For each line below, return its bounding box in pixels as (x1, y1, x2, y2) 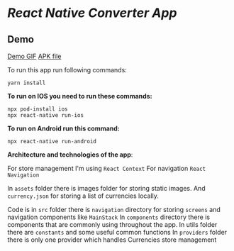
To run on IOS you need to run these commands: (7, 92, 152, 100)
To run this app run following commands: (7, 66, 128, 74)
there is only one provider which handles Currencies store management (7, 235, 217, 244)
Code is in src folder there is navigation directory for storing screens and (7, 206, 221, 213)
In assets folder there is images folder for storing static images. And (7, 184, 206, 192)
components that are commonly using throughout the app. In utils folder (7, 221, 218, 228)
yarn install (7, 79, 46, 87)
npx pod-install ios (7, 106, 69, 113)
